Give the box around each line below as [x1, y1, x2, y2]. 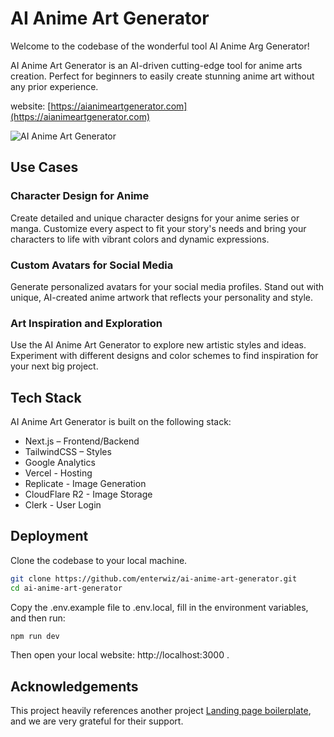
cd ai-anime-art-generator [10, 583, 123, 593]
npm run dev [10, 631, 60, 641]
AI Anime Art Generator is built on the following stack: [10, 416, 232, 428]
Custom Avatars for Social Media [10, 258, 174, 272]
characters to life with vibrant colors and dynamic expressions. [10, 233, 270, 245]
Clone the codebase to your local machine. [10, 554, 188, 566]
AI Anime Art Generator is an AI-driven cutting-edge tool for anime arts [10, 59, 303, 71]
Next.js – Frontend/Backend [24, 435, 140, 447]
